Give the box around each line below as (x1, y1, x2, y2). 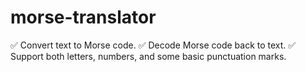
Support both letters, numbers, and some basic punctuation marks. (10, 50, 287, 62)
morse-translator (10, 6, 157, 29)
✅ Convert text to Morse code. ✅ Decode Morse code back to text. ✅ (10, 39, 297, 51)
